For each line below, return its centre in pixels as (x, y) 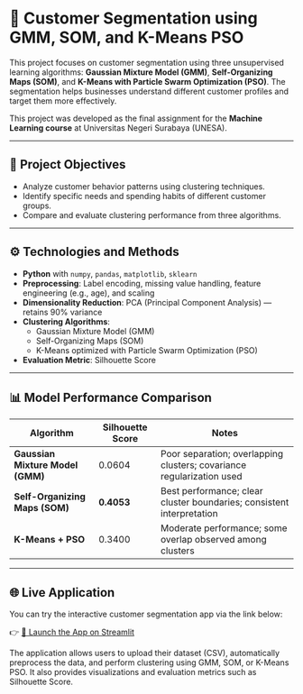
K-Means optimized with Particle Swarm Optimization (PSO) (147, 350)
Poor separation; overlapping (222, 454)
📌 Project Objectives (68, 164)
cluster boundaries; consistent (225, 502)
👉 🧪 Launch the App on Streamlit (72, 632)
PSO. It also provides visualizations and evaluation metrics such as (133, 672)
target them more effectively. (63, 100)
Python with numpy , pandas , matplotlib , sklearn (110, 273)
